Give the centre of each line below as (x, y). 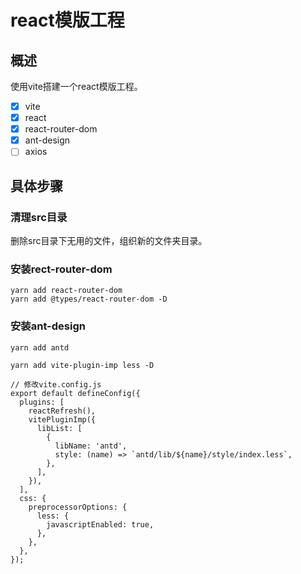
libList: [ (59, 428)
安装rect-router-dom (61, 269)
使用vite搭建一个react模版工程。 (76, 86)
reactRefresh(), (62, 411)
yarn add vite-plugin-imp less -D (82, 365)
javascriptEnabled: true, (100, 524)
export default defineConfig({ (75, 393)
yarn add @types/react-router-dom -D (89, 299)
